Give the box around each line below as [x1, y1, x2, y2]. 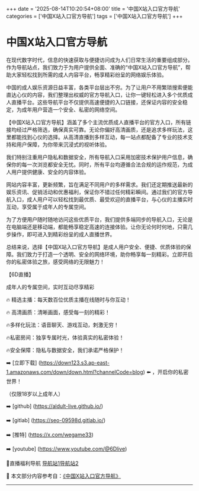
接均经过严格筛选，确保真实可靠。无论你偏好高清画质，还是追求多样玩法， [6, 126, 188, 133]
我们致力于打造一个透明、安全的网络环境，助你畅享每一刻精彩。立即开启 [16, 251, 193, 258]
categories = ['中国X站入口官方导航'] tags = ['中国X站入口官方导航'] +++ [6, 12, 183, 20]
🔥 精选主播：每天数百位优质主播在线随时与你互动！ [6, 296, 131, 303]
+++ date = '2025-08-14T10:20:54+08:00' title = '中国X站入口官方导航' [6, 5, 181, 12]
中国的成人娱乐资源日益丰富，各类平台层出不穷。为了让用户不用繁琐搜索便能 [6, 84, 193, 91]
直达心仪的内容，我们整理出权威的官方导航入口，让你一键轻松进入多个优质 [6, 91, 188, 98]
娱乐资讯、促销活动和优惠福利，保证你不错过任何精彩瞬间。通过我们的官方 [6, 188, 188, 195]
